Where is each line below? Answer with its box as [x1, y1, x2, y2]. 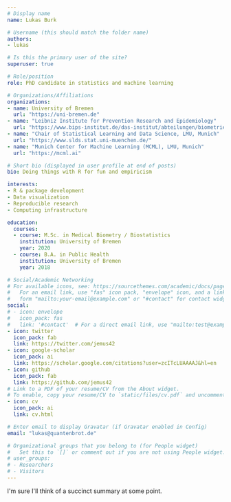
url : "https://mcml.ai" [13, 150, 81, 157]
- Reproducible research [7, 200, 78, 207]
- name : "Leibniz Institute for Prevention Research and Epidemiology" [7, 118, 217, 125]
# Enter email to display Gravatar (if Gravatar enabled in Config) [7, 423, 208, 430]
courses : [13, 225, 38, 232]
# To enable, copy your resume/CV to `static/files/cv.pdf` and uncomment [7, 392, 226, 399]
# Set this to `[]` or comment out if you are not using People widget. [7, 449, 226, 456]
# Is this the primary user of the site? [7, 54, 128, 61]
